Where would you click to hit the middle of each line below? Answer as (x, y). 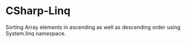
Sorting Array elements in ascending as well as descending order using (93, 27)
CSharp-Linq (38, 11)
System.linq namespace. (36, 33)
